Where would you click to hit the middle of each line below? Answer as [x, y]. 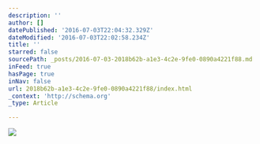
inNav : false [30, 81]
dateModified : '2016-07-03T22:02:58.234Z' [79, 37]
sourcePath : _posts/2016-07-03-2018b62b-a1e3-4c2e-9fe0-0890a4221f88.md [130, 60]
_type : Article [33, 103]
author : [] [26, 23]
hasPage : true [32, 74]
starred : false [33, 52]
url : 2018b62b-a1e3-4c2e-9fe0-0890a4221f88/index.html [100, 89]
